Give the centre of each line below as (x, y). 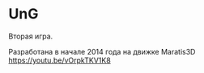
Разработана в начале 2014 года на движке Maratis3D (102, 51)
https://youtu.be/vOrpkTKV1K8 (59, 60)
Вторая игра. (31, 36)
